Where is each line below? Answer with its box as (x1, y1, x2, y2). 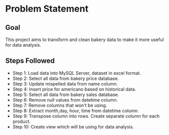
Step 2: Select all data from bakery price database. (12, 75, 119, 81)
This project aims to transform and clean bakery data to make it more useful (5, 36, 164, 42)
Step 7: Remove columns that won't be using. (12, 102, 108, 108)
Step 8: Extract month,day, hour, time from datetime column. (12, 107, 139, 114)
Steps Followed (5, 57, 55, 65)
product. (12, 118, 31, 124)
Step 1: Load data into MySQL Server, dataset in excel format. (12, 70, 141, 76)
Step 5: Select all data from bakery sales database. (12, 92, 119, 98)
